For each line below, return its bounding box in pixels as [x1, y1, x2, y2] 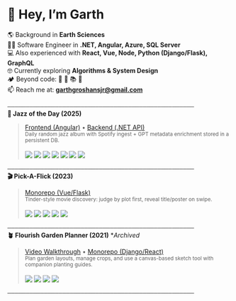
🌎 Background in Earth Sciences [7, 30, 105, 38]
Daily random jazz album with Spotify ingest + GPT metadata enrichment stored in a [24, 131, 229, 138]
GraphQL [7, 58, 35, 67]
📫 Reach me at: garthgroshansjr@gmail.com [7, 85, 143, 94]
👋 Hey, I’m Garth [7, 6, 104, 23]
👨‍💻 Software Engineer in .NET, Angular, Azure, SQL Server [7, 40, 181, 49]
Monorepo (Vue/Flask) [24, 188, 91, 197]
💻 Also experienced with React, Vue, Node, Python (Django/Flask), [7, 48, 208, 57]
